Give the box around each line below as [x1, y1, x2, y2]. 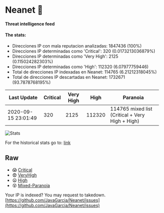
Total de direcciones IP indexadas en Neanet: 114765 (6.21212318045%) [12, 69, 157, 75]
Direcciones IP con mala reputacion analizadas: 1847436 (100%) [12, 43, 142, 48]
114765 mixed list [110, 105, 153, 112]
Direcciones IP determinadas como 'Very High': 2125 [12, 53, 119, 59]
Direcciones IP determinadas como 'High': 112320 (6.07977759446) [12, 64, 149, 70]
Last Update [9, 94, 38, 101]
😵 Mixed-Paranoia [12, 182, 50, 188]
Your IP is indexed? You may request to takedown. [5, 192, 106, 198]
